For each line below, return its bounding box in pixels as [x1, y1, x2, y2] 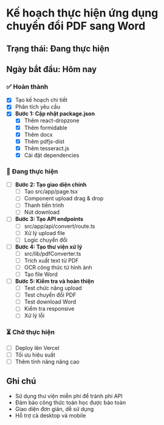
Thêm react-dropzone [24, 117, 80, 125]
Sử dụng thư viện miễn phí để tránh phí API [15, 392, 123, 399]
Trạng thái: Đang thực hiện [6, 43, 110, 54]
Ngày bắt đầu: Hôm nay [6, 64, 97, 74]
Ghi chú [6, 376, 36, 387]
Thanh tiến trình [24, 202, 64, 209]
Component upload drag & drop [24, 195, 104, 202]
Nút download [24, 208, 60, 216]
